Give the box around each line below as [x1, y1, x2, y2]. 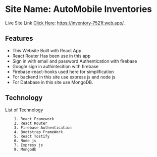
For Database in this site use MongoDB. [12, 79, 93, 85]
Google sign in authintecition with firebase [12, 63, 99, 69]
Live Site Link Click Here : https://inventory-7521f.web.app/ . [5, 20, 125, 26]
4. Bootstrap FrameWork [14, 129, 63, 135]
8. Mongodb [14, 147, 37, 152]
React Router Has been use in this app [12, 53, 91, 59]
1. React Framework [14, 116, 54, 121]
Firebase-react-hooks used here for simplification [12, 69, 114, 75]
